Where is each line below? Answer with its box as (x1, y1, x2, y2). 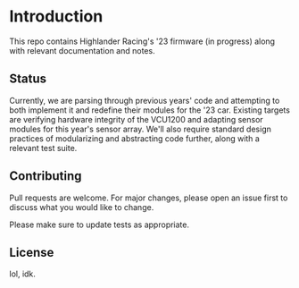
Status (9, 72, 47, 87)
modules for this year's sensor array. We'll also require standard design (9, 123, 272, 134)
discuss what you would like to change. (9, 201, 154, 212)
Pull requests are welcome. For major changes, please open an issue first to (9, 192, 288, 203)
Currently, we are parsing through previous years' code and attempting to (9, 95, 280, 106)
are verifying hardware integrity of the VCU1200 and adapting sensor (9, 114, 263, 124)
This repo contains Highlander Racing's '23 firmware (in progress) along (9, 36, 275, 47)
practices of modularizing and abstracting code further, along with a (9, 132, 261, 144)
